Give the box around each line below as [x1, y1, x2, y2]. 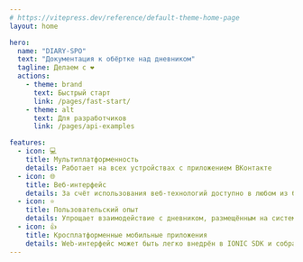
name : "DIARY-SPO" [17, 46, 87, 55]
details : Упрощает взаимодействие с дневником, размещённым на [25, 214, 269, 223]
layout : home [9, 22, 59, 31]
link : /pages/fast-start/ [32, 97, 131, 106]
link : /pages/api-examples [32, 122, 135, 131]
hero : [9, 38, 30, 47]
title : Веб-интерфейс [25, 180, 106, 190]
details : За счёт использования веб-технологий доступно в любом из [25, 189, 289, 198]
